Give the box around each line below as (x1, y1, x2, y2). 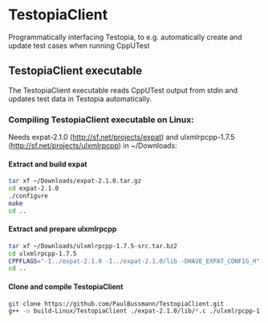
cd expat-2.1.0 (8, 185, 59, 193)
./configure (8, 192, 48, 200)
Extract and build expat (8, 159, 87, 169)
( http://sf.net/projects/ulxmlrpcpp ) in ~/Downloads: (8, 141, 178, 150)
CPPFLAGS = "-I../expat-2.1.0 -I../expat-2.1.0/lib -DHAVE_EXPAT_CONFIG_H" (8, 257, 261, 265)
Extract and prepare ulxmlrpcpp (8, 224, 117, 234)
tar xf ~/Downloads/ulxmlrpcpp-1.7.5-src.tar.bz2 (8, 242, 178, 250)
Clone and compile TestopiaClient (8, 281, 124, 291)
